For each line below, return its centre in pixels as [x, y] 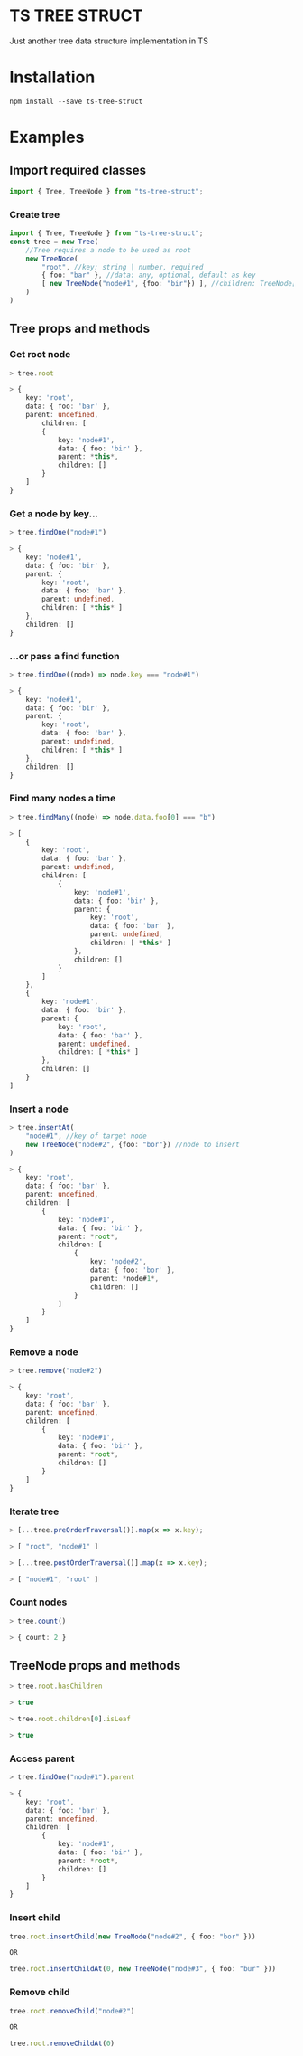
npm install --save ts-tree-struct [76, 101]
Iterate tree [34, 1511]
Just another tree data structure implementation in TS [109, 41]
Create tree [35, 214]
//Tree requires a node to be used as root [109, 250]
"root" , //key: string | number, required [123, 267]
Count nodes [38, 1602]
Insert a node [39, 1109]
